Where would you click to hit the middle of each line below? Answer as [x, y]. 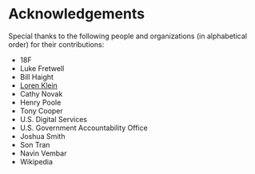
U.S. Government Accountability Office [84, 128]
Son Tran [35, 144]
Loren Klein [39, 85]
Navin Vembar [43, 153]
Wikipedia [36, 161]
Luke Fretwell [42, 68]
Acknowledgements [77, 14]
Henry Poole [40, 102]
